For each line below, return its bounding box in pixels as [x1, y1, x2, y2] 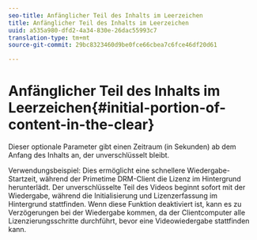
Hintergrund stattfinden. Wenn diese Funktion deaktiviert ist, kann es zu [8, 200, 242, 209]
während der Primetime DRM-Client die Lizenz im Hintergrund [39, 174, 241, 184]
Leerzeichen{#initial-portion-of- [8, 99, 227, 117]
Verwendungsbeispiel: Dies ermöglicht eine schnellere [8, 166, 186, 175]
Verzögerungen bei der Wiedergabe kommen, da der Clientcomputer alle [8, 208, 246, 218]
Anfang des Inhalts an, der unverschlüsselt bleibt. [8, 150, 170, 160]
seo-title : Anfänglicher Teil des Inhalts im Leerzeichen [8, 11, 203, 20]
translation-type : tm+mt [8, 33, 90, 42]
